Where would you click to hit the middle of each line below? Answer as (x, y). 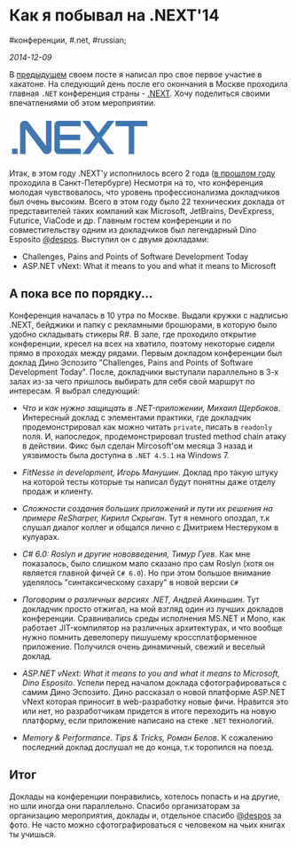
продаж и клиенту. (58, 491)
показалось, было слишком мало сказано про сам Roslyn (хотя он (148, 563)
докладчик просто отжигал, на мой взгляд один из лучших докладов (152, 608)
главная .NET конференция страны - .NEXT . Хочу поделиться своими (140, 93)
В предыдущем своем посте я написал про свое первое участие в (136, 74)
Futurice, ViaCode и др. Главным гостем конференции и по (121, 220)
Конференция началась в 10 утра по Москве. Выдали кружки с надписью (148, 315)
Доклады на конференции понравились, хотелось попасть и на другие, (145, 796)
